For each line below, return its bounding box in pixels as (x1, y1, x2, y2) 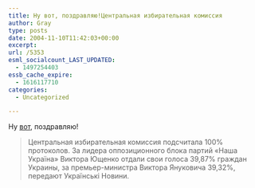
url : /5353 (8, 49, 45, 57)
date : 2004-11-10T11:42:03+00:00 (8, 33, 120, 42)
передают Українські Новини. (27, 171, 130, 181)
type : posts (8, 26, 48, 34)
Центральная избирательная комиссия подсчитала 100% (27, 137, 224, 147)
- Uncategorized (15, 93, 69, 101)
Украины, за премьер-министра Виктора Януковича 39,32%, (27, 163, 236, 172)
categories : (8, 85, 48, 94)
